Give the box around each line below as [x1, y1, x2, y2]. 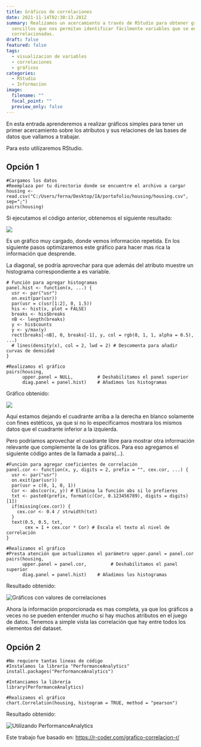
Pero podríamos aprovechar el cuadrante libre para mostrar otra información [6, 437, 195, 445]
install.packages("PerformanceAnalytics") [6, 668, 114, 675]
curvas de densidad [6, 348, 55, 354]
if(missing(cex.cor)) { [11, 503, 71, 510]
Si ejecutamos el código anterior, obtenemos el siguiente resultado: [6, 214, 172, 222]
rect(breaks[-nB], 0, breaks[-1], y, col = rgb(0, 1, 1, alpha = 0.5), [11, 332, 194, 338]
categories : [6, 70, 36, 76]
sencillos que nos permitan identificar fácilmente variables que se [11, 25, 188, 32]
